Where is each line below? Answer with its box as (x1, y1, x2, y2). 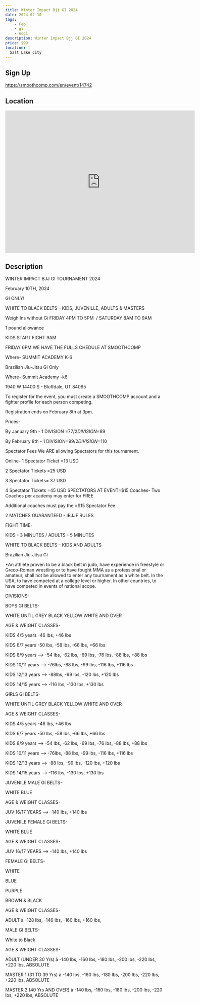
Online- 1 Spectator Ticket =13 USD (5, 457, 79, 464)
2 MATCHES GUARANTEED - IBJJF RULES (5, 512, 94, 518)
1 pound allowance (5, 325, 44, 331)
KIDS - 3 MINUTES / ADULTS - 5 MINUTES (5, 532, 94, 538)
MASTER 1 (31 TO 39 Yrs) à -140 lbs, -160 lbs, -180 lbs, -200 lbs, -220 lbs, (5, 972, 160, 978)
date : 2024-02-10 (5, 12, 42, 17)
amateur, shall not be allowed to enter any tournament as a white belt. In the (5, 572, 163, 578)
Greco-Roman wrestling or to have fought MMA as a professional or (5, 566, 146, 573)
